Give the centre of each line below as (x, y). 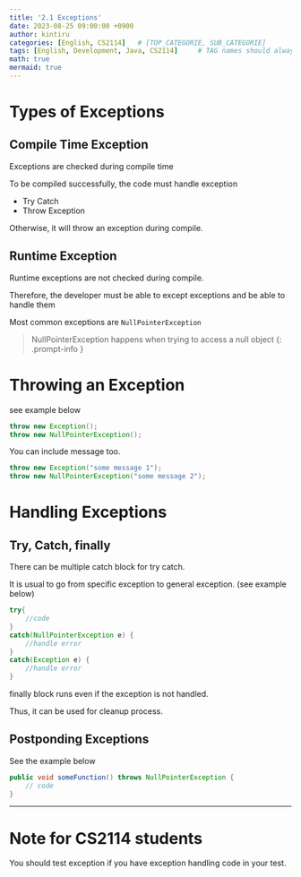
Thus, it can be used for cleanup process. (86, 711)
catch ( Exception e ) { (50, 660)
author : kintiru (39, 34)
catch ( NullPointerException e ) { (72, 635)
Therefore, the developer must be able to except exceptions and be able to (147, 295)
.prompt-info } (57, 348)
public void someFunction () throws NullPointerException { (122, 777)
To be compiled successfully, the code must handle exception (124, 184)
